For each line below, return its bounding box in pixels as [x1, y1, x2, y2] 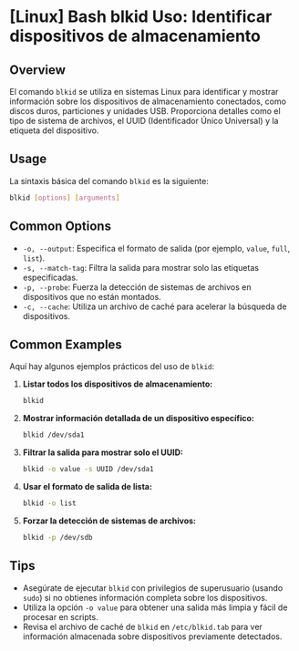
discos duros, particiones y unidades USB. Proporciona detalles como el [9, 106, 281, 116]
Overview [9, 62, 67, 77]
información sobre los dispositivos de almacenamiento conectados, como [9, 96, 287, 107]
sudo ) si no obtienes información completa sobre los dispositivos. [22, 592, 268, 603]
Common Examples [9, 336, 123, 352]
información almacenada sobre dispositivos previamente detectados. [22, 631, 283, 642]
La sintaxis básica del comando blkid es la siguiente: [9, 175, 210, 186]
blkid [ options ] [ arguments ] [9, 193, 120, 202]
